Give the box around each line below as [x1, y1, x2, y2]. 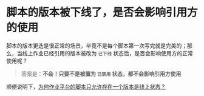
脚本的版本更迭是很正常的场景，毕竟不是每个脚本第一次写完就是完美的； [6, 42, 187, 49]
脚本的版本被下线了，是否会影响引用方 [6, 5, 199, 19]
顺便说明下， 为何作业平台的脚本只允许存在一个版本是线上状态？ [6, 83, 166, 90]
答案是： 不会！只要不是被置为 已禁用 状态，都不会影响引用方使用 [21, 70, 182, 77]
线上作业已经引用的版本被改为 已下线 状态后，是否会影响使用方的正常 [22, 49, 193, 57]
